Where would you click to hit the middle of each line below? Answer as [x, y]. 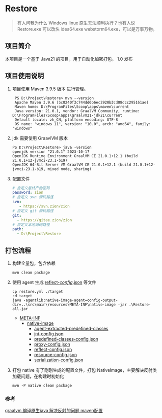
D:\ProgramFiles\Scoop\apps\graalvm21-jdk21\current [67, 115]
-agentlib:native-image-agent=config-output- [71, 300]
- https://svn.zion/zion [44, 207]
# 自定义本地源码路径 [31, 225]
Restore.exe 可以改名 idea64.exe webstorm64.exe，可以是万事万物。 [87, 29]
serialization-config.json [59, 360]
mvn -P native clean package [42, 385]
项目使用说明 [25, 76]
